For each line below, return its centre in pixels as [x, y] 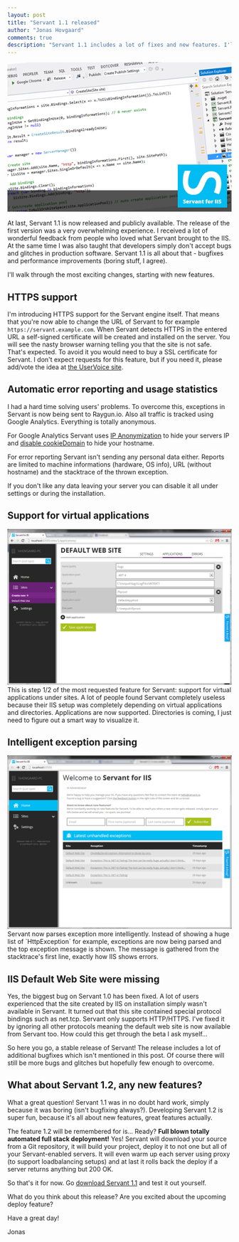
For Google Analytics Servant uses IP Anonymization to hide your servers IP [118, 435]
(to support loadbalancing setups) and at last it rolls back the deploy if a [113, 1161]
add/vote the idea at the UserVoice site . [65, 367]
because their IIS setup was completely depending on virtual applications [115, 705]
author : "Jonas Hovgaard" [46, 30]
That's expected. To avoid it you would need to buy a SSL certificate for [112, 351]
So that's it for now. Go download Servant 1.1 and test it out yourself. [107, 1183]
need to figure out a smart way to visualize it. [73, 720]
